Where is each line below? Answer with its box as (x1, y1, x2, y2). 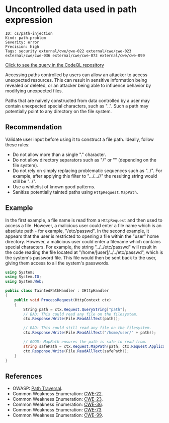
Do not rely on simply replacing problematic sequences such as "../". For (12, 168, 162, 174)
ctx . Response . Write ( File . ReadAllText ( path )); (23, 316, 121, 322)
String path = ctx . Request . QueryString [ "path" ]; (23, 307, 127, 312)
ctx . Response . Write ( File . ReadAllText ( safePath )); (23, 348, 129, 354)
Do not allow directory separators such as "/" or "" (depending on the (12, 156, 157, 163)
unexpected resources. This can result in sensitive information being (5, 77, 147, 83)
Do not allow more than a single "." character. (12, 151, 107, 157)
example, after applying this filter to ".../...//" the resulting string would (12, 173, 157, 179)
